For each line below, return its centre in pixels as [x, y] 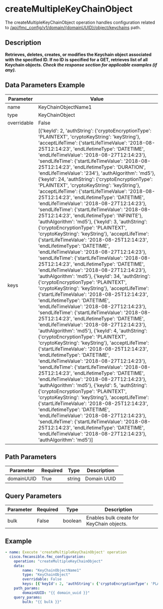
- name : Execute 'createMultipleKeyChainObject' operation [66, 552]
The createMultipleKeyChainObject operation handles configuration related [80, 22]
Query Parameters [33, 496]
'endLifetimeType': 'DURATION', [109, 167]
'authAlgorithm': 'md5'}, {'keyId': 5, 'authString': [93, 385]
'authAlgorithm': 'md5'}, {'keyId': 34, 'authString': [94, 276]
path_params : [27, 588]
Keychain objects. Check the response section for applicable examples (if [81, 64]
